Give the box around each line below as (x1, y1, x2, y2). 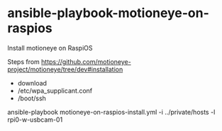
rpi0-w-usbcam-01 (7, 115, 63, 124)
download (17, 78, 48, 87)
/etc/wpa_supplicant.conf (17, 86, 93, 95)
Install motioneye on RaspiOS (7, 43, 93, 52)
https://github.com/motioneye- (41, 57, 131, 65)
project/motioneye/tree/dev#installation (7, 65, 123, 73)
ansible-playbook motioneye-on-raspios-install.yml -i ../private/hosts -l (7, 108, 216, 116)
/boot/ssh (17, 94, 46, 103)
